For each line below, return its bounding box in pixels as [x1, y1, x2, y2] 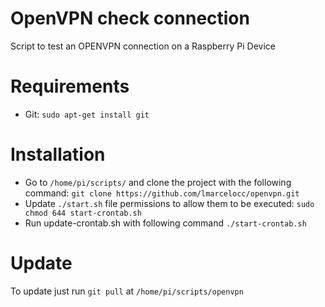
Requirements [10, 75, 130, 98]
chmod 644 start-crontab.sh [24, 208, 142, 218]
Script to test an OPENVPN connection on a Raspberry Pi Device [10, 40, 276, 52]
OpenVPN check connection [10, 7, 250, 30]
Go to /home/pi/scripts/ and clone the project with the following [24, 176, 292, 188]
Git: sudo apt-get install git [24, 108, 150, 120]
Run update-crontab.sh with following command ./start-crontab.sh [24, 217, 307, 229]
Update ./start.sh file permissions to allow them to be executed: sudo [24, 197, 315, 209]
